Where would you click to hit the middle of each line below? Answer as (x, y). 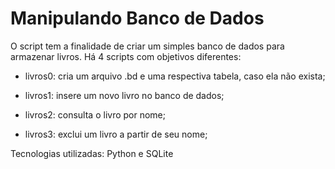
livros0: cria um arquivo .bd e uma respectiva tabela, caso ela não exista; (175, 76)
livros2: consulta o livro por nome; (95, 114)
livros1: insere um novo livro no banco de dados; (124, 95)
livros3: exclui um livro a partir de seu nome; (116, 134)
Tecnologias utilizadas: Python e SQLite (92, 153)
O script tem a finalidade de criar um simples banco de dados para (147, 46)
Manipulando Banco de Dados (137, 18)
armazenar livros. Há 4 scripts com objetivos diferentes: (126, 56)
